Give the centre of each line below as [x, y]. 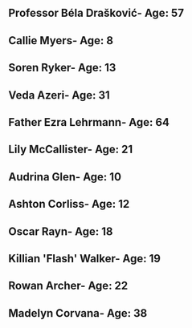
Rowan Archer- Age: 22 [68, 286]
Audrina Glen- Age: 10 [65, 177]
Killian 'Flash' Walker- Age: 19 [84, 259]
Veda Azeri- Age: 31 [59, 95]
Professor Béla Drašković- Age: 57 [96, 13]
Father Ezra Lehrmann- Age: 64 [89, 122]
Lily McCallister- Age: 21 [71, 150]
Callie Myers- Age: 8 [61, 40]
